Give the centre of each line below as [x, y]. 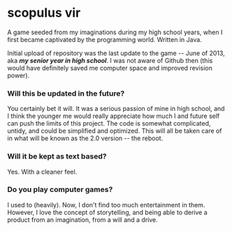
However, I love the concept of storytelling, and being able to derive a [107, 212]
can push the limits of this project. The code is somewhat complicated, [109, 124]
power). [19, 75]
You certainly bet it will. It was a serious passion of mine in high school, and [116, 109]
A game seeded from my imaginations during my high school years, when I [115, 32]
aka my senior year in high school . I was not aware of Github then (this [110, 60]
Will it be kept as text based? [57, 156]
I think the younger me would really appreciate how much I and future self [114, 116]
